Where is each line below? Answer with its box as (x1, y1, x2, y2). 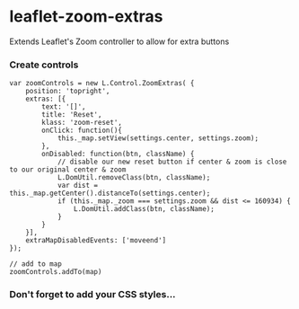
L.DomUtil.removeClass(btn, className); (57, 173, 211, 182)
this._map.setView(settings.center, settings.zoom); (57, 134, 259, 143)
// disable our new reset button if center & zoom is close (57, 157, 287, 167)
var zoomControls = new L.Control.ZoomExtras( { (9, 79, 195, 88)
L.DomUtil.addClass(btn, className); (73, 205, 215, 214)
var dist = (57, 181, 99, 190)
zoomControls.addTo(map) (9, 268, 102, 277)
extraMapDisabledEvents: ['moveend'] (25, 236, 167, 245)
